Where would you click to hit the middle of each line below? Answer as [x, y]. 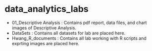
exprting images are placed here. [46, 43]
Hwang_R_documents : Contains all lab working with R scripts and [79, 38]
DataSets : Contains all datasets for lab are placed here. [69, 33]
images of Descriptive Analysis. [44, 27]
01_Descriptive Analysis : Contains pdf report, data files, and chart [79, 23]
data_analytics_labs [47, 9]
